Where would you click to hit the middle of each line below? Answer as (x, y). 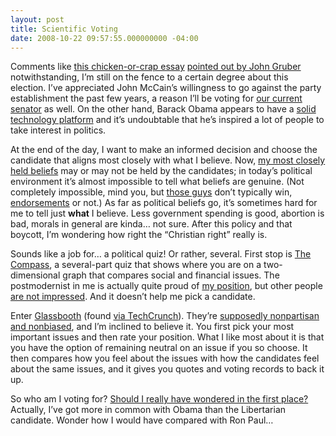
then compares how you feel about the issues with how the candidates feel (165, 358)
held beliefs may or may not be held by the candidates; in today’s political (161, 171)
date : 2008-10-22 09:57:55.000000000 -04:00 (104, 38)
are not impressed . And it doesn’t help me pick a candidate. (133, 297)
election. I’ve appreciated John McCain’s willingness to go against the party (166, 88)
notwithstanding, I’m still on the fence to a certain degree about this (149, 77)
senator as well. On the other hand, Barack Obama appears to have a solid (163, 109)
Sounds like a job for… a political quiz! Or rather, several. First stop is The (161, 254)
